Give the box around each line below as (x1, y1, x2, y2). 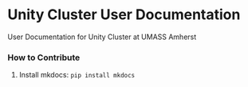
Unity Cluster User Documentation (7, 6, 241, 24)
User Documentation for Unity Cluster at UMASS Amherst (7, 32, 197, 42)
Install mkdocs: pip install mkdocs (18, 70, 136, 80)
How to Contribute (7, 52, 81, 63)
